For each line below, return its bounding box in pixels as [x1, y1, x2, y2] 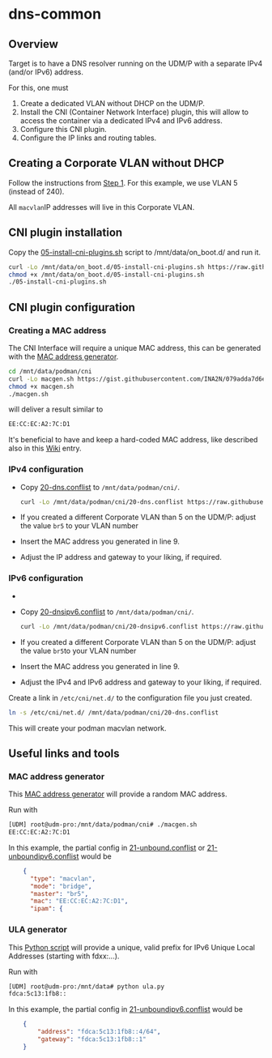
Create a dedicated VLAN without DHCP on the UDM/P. [19, 99, 205, 108]
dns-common [8, 5, 102, 23]
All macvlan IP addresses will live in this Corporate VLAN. [8, 202, 195, 211]
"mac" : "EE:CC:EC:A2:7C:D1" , [29, 897, 129, 906]
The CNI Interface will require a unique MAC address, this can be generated [8, 343, 261, 352]
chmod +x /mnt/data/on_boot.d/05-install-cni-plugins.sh [8, 271, 205, 279]
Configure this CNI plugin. [19, 125, 107, 134]
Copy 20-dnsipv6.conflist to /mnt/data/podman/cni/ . [19, 607, 194, 616]
